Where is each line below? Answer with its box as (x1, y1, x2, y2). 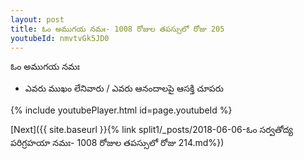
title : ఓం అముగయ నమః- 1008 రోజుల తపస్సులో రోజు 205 (10, 24, 225, 34)
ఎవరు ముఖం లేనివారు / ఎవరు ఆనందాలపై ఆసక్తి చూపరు (24, 82, 224, 95)
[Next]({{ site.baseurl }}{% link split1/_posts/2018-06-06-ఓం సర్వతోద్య (10, 124, 293, 136)
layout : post (10, 14, 65, 25)
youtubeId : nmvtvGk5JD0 (10, 33, 110, 43)
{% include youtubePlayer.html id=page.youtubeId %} (10, 104, 233, 116)
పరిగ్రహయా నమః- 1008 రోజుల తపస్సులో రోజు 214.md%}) (10, 137, 225, 149)
